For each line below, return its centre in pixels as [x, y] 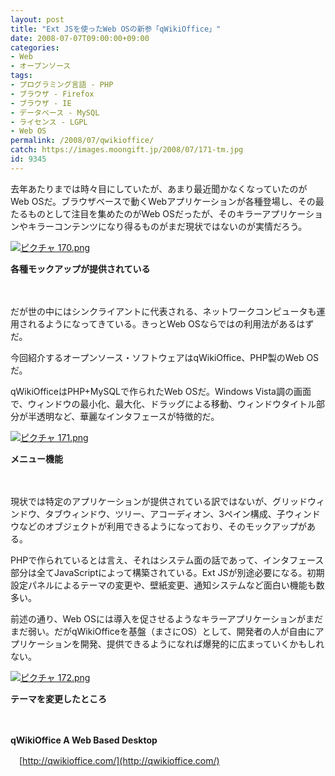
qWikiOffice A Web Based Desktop [84, 740]
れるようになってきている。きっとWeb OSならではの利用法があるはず [171, 323]
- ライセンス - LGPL [49, 122]
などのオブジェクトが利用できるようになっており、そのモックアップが [163, 526]
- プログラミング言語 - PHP [62, 85]
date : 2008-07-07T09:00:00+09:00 [80, 38]
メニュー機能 [36, 458]
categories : [35, 47]
